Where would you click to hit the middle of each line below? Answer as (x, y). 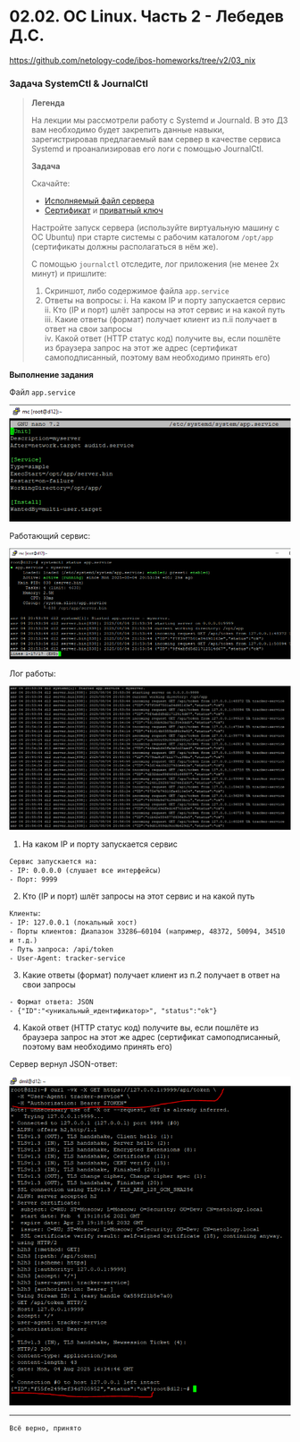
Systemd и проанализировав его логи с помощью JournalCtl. (147, 149)
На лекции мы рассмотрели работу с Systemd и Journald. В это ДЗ (159, 120)
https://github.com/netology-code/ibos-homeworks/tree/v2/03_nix (133, 60)
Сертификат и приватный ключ (104, 210)
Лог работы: (33, 674)
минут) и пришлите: (69, 274)
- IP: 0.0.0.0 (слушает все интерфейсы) (86, 870)
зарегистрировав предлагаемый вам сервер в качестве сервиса (156, 140)
